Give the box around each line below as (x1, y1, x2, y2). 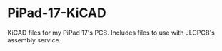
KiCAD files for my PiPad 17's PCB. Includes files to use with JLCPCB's (7, 28, 216, 37)
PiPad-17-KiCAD (7, 5, 106, 21)
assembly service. (7, 35, 61, 44)
